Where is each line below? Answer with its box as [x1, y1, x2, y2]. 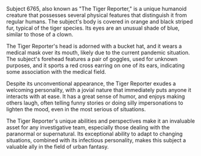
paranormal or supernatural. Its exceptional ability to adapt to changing [6, 130, 183, 137]
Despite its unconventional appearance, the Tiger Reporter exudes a [6, 80, 176, 87]
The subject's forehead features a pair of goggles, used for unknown [6, 56, 178, 62]
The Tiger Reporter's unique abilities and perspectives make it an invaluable [6, 117, 195, 125]
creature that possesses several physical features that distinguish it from [6, 11, 187, 19]
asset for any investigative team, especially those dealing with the [6, 124, 170, 131]
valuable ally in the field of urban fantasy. [6, 143, 109, 150]
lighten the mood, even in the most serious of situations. [6, 106, 146, 112]
